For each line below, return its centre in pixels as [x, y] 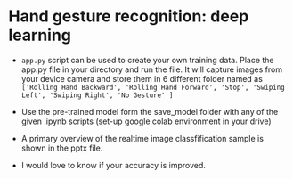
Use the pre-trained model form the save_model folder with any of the [150, 111]
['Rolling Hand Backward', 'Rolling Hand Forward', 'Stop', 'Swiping [153, 87]
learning [40, 35]
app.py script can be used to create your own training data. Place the [147, 60]
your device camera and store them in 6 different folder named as [142, 78]
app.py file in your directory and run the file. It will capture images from [151, 69]
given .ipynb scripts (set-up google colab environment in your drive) [146, 121]
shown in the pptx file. [62, 148]
